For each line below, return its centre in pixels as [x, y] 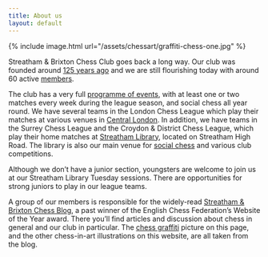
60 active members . [41, 78]
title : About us [35, 16]
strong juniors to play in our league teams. [78, 186]
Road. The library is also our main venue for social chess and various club [130, 145]
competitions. [31, 154]
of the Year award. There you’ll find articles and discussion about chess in [130, 219]
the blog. [23, 244]
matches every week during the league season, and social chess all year [128, 102]
